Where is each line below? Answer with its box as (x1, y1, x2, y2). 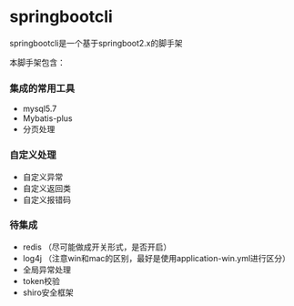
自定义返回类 (22, 182, 71, 193)
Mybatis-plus (22, 113, 73, 124)
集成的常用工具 (9, 82, 76, 95)
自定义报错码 (22, 194, 71, 205)
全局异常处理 (22, 264, 71, 275)
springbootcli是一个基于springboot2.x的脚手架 (9, 37, 183, 48)
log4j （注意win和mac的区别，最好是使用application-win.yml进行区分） (22, 252, 291, 263)
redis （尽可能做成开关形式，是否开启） (22, 241, 172, 252)
